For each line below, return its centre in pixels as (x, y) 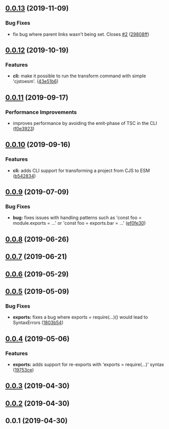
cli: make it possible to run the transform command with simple (79, 76)
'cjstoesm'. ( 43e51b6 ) (36, 81)
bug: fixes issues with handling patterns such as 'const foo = (77, 218)
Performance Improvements (41, 112)
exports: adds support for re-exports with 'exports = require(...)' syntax (88, 364)
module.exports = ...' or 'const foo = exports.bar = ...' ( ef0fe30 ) (79, 223)
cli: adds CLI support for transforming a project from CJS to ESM (81, 170)
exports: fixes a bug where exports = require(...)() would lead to (80, 317)
